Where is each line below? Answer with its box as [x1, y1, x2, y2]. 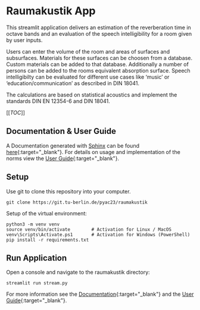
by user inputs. [6, 36, 43, 43]
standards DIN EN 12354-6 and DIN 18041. [6, 97, 110, 105]
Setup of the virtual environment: [6, 209, 87, 217]
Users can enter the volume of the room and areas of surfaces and [6, 48, 170, 55]
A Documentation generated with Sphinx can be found [6, 142, 140, 149]
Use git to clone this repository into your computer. [6, 187, 131, 195]
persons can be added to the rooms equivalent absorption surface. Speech [6, 67, 190, 74]
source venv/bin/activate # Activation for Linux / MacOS [6, 226, 171, 233]
